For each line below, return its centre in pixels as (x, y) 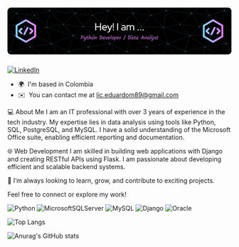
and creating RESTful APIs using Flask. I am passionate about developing (115, 159)
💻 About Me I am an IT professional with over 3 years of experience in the (116, 111)
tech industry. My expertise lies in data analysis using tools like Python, (112, 122)
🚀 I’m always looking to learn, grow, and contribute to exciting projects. (111, 180)
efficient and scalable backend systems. (67, 166)
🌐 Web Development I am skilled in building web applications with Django (115, 151)
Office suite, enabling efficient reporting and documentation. (96, 137)
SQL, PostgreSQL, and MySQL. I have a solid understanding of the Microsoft (119, 129)
